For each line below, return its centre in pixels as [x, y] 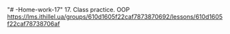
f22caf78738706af [34, 24]
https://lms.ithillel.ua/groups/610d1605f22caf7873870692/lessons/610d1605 [115, 17]
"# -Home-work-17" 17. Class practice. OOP [68, 10]
